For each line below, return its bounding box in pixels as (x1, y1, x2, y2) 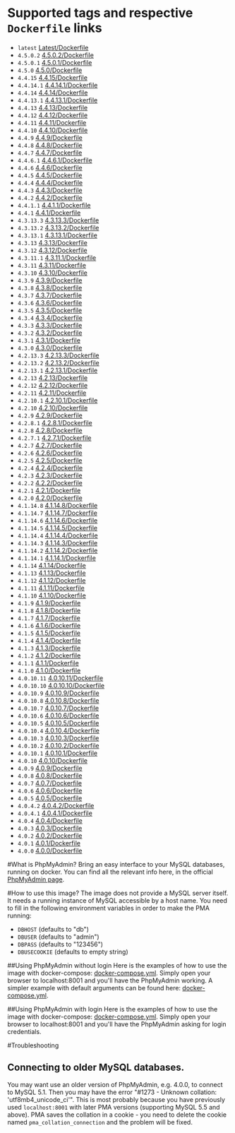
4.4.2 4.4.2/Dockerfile (17, 193, 83, 202)
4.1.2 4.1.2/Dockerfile (17, 651, 81, 660)
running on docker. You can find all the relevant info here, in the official (7, 867, 213, 876)
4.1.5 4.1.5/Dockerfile (17, 629, 81, 637)
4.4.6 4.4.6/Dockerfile (17, 163, 83, 172)
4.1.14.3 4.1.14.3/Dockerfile (17, 538, 98, 547)
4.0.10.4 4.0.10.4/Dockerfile (17, 726, 100, 735)
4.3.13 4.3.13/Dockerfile (17, 238, 88, 247)
